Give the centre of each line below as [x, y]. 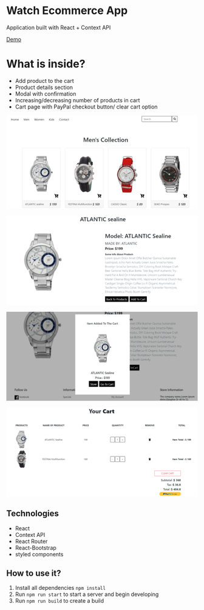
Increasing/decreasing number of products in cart [77, 100]
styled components [39, 554]
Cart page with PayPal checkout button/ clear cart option [86, 107]
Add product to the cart [44, 80]
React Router [31, 541]
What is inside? [46, 64]
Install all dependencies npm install [60, 588]
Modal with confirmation [46, 94]
